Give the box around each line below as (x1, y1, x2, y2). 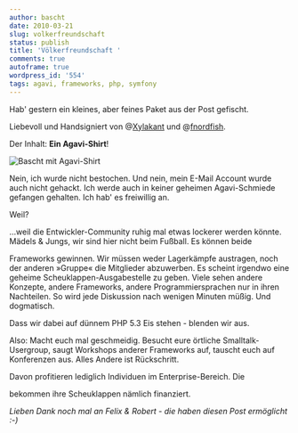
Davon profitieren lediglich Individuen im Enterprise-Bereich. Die (9, 371, 246, 381)
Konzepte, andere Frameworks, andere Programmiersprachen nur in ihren (9, 282, 280, 292)
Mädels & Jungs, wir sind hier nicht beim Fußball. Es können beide (9, 235, 253, 246)
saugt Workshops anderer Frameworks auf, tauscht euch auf (52, 344, 276, 355)
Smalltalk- (221, 335, 260, 346)
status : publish (9, 37, 69, 47)
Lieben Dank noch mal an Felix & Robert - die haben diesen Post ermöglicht (9, 405, 287, 416)
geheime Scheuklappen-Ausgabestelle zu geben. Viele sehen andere (9, 272, 263, 282)
